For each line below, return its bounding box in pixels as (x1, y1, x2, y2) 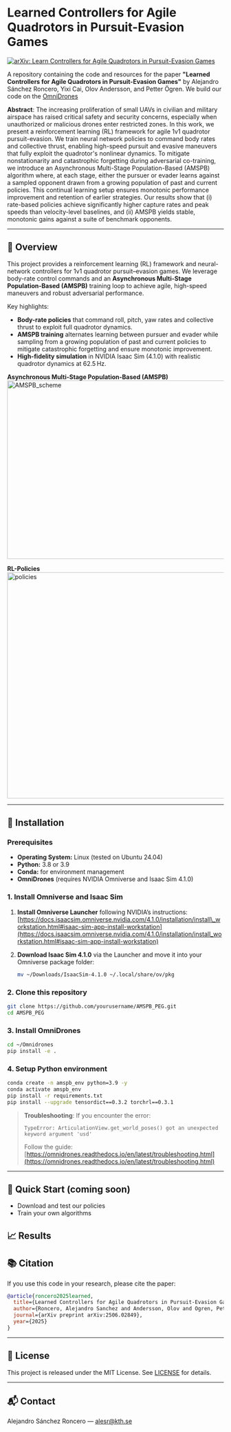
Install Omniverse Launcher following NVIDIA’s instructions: (16, 908, 188, 916)
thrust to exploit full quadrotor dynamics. (16, 323, 133, 331)
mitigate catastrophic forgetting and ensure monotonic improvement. (16, 345, 212, 353)
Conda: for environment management (16, 868, 125, 876)
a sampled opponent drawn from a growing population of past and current (7, 178, 218, 186)
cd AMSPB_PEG (7, 1009, 45, 1016)
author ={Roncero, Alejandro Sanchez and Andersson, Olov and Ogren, (13, 1305, 214, 1312)
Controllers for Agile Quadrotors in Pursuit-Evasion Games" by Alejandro (7, 77, 219, 85)
